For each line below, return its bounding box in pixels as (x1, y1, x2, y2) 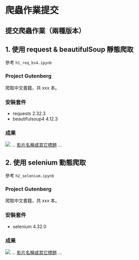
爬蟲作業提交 (5, 5, 59, 16)
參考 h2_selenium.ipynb (5, 173, 54, 179)
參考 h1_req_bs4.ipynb (5, 59, 52, 66)
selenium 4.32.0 (12, 224, 47, 230)
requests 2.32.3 (12, 110, 46, 117)
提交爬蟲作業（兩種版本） (5, 26, 85, 35)
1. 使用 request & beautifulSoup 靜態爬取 (5, 45, 133, 54)
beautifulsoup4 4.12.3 (12, 116, 58, 122)
